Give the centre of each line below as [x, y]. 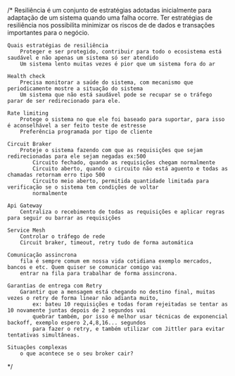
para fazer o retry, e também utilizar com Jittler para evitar [129, 329]
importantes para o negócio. [49, 32]
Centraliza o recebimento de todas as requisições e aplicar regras [122, 212]
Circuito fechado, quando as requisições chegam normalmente [124, 163]
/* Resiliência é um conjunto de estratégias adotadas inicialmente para [109, 10]
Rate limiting [28, 113]
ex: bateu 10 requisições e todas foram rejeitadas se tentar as [131, 304]
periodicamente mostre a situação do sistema [75, 89]
